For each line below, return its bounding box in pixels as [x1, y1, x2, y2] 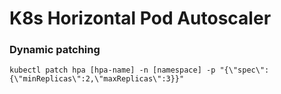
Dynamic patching [9, 43, 101, 57]
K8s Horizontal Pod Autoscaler [9, 7, 272, 30]
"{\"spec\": [219, 65, 270, 76]
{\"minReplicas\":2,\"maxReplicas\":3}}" [9, 74, 185, 84]
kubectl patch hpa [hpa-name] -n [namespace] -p [9, 65, 216, 76]
